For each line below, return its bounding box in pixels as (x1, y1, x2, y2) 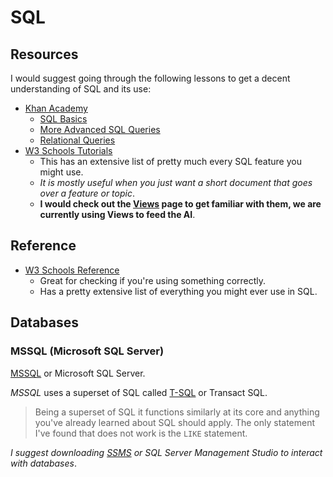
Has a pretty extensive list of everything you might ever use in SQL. (39, 285, 318, 297)
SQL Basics (39, 113, 88, 125)
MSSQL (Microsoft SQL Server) (10, 344, 165, 358)
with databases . (10, 457, 77, 469)
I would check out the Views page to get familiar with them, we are (39, 198, 322, 210)
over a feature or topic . (39, 187, 136, 199)
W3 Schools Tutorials (24, 145, 113, 156)
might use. (39, 166, 84, 178)
